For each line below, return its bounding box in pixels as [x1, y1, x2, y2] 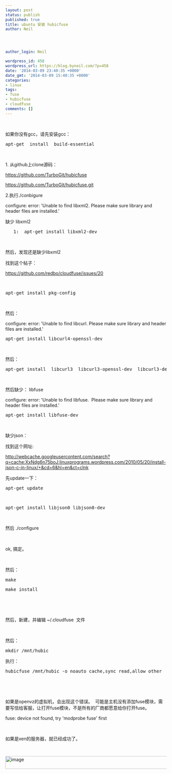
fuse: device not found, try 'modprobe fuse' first [5, 715, 107, 721]
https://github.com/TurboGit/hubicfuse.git [5, 182, 94, 188]
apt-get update [5, 485, 44, 491]
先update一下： [5, 475, 38, 481]
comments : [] [5, 106, 33, 111]
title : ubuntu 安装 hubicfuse [5, 22, 68, 27]
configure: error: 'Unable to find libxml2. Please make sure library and [5, 202, 153, 208]
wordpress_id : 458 [5, 58, 45, 64]
